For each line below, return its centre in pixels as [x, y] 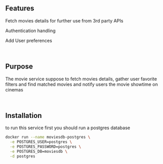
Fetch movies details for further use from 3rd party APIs [64, 20]
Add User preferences [29, 40]
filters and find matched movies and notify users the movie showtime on [81, 84]
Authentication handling [30, 31]
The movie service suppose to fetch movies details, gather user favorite [81, 79]
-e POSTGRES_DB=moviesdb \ [39, 152]
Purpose [19, 67]
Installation [24, 116]
